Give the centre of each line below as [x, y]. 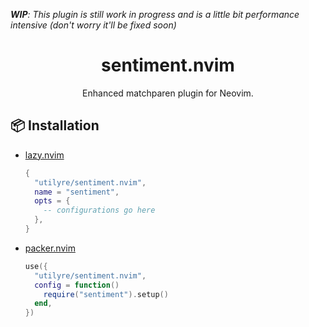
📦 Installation [55, 125]
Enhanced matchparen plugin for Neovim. [168, 93]
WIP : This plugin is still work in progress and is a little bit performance [155, 14]
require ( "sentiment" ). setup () [106, 294]
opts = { [52, 201]
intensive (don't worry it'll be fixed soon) [93, 25]
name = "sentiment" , [77, 192]
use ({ [36, 266]
